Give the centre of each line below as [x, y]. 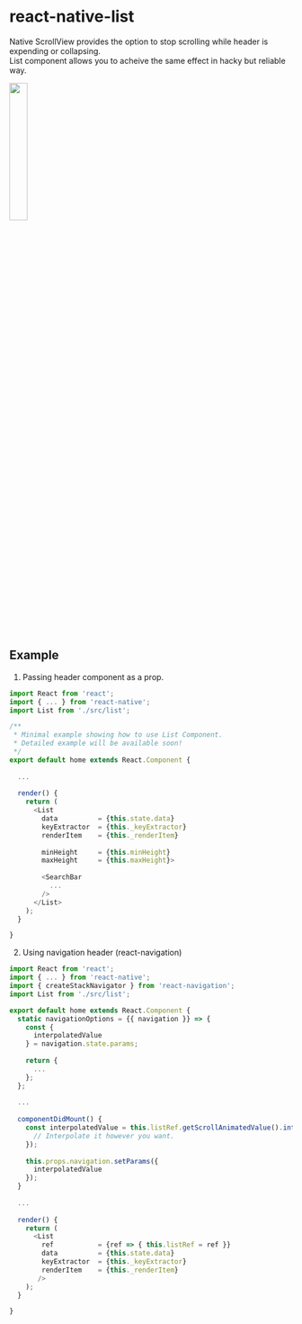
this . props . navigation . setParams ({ [92, 1161]
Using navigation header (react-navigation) [102, 953]
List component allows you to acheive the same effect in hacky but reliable [147, 60]
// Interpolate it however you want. [104, 1136]
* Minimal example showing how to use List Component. [118, 735]
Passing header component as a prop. [93, 676]
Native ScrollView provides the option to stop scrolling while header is [139, 41]
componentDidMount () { [60, 1120]
